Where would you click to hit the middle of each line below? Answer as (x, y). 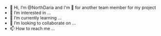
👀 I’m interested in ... (30, 13)
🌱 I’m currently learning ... (36, 18)
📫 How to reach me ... (32, 28)
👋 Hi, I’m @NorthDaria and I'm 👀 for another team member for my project (83, 8)
